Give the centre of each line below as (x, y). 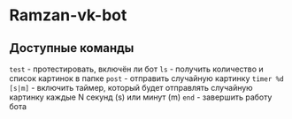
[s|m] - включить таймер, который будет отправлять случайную (131, 88)
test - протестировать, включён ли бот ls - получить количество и (136, 69)
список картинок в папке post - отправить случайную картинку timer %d (147, 78)
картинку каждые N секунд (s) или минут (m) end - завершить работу (141, 97)
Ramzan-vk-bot (68, 15)
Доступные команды (72, 48)
